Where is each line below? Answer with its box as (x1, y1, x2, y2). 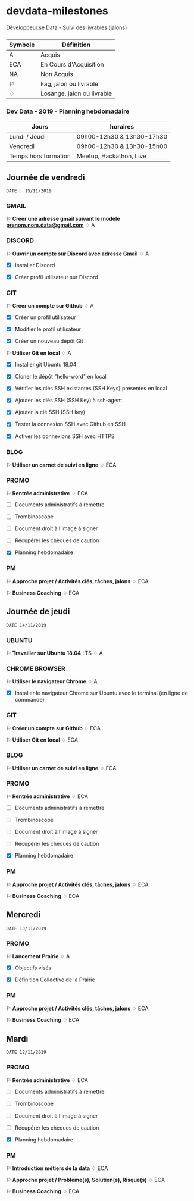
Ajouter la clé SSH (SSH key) (14, 409, 85, 416)
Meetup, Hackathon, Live (76, 152, 147, 160)
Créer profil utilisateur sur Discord (14, 273, 98, 280)
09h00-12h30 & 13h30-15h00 (76, 142, 168, 151)
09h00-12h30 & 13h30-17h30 (76, 133, 168, 141)
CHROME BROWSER (6, 664, 65, 673)
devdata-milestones (6, 4, 108, 18)
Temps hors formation (9, 152, 71, 160)
